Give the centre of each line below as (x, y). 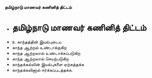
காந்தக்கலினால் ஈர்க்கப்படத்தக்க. (42, 70)
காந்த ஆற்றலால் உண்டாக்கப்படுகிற (46, 53)
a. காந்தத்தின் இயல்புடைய (37, 41)
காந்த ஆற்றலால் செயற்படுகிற (40, 58)
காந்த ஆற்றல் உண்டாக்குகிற (39, 47)
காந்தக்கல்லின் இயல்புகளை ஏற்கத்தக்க (48, 64)
